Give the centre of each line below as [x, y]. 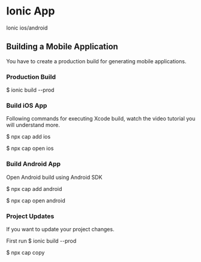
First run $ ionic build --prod [41, 241]
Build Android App [34, 164]
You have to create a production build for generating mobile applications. [96, 61]
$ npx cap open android [36, 201]
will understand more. [33, 125]
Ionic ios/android [27, 28]
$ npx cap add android [34, 189]
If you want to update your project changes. [60, 229]
